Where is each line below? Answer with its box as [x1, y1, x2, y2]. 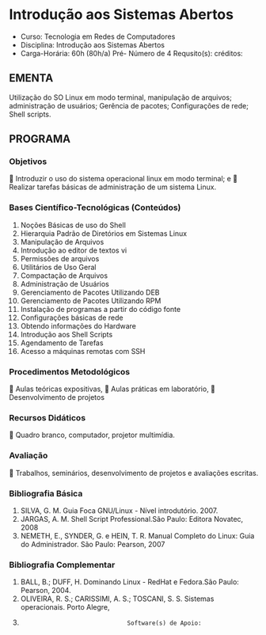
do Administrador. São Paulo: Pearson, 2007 [20, 539, 165, 549]
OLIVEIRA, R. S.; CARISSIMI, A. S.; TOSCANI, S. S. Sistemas [20, 594, 215, 603]
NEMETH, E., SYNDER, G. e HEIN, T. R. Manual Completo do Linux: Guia [20, 530, 255, 540]
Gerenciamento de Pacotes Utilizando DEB [20, 287, 161, 297]
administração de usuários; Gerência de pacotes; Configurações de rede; [9, 101, 249, 110]
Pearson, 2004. [20, 586, 71, 595]
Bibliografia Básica [9, 488, 83, 499]
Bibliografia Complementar [9, 559, 116, 570]
